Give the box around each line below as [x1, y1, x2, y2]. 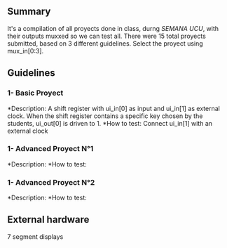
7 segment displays [7, 232, 64, 241]
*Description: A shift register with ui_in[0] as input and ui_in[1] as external [7, 104, 221, 112]
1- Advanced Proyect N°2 [7, 177, 95, 187]
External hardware [7, 214, 90, 226]
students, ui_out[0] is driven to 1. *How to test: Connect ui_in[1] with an [7, 119, 212, 127]
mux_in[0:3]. [7, 46, 44, 55]
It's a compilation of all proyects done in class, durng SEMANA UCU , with [7, 24, 219, 32]
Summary [7, 6, 51, 18]
